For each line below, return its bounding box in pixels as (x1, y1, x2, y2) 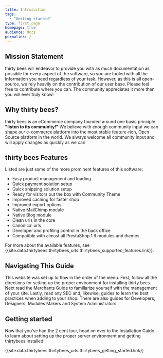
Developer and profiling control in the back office (12, 228, 111, 233)
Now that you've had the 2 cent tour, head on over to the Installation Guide (5, 328, 155, 334)
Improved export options (12, 202, 62, 208)
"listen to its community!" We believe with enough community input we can (5, 124, 159, 129)
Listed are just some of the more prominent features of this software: (5, 167, 143, 172)
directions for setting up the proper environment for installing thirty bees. (5, 280, 152, 286)
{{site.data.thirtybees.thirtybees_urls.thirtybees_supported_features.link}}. (5, 248, 154, 253)
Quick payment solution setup (12, 181, 72, 187)
